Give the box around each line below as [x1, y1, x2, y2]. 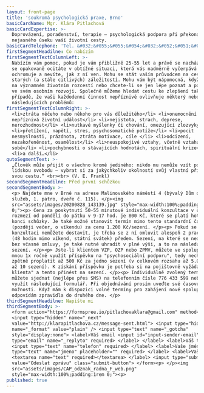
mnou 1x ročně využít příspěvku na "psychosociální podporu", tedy [12, 252, 186, 259]
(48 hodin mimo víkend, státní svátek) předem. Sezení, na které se [12, 235, 189, 241]
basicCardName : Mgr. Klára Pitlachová [6, 20, 104, 26]
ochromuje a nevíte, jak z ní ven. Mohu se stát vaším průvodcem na [12, 71, 189, 77]
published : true [6, 377, 47, 383]
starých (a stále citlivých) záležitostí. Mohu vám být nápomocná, [12, 77, 186, 83]
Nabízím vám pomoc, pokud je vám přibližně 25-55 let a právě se [12, 60, 181, 66]
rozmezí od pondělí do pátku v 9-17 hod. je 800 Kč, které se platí [12, 213, 189, 219]
